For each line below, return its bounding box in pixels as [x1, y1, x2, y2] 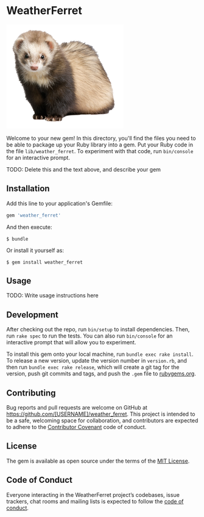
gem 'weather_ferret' [6, 212, 62, 219]
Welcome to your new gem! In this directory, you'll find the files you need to [6, 134, 196, 142]
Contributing [6, 388, 56, 398]
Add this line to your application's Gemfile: [6, 200, 113, 207]
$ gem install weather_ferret [6, 259, 83, 266]
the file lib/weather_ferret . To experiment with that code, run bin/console [6, 147, 194, 154]
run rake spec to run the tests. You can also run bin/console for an [6, 332, 173, 339]
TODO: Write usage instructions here [6, 292, 99, 299]
